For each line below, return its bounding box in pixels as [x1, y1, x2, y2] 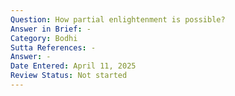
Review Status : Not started [10, 71, 128, 81]
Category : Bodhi [10, 33, 78, 43]
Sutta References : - [10, 42, 97, 53]
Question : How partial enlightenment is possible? [10, 14, 226, 25]
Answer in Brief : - [10, 24, 92, 34]
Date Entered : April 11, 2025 [10, 61, 137, 71]
